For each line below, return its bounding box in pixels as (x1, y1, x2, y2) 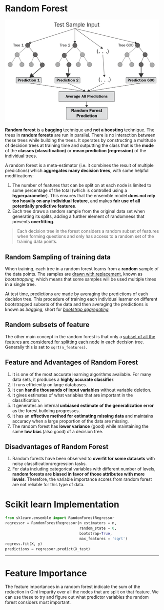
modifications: (5, 173, 34, 179)
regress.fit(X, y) (5, 541, 42, 546)
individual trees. (5, 153, 38, 159)
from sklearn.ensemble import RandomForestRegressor (5, 516, 115, 520)
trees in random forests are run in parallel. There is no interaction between (5, 132, 156, 138)
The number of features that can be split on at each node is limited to (12, 182, 151, 188)
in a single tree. (5, 281, 36, 287)
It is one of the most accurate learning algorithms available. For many (12, 371, 152, 377)
